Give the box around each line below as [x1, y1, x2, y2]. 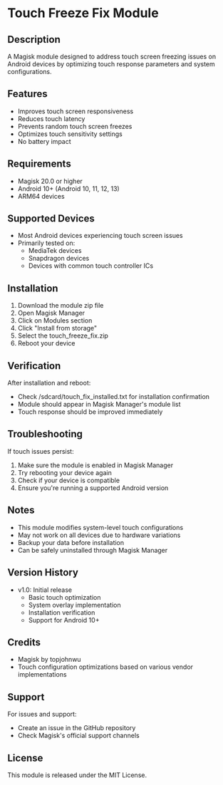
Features [7, 88, 48, 100]
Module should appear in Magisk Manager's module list [17, 400, 181, 409]
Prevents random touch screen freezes [17, 122, 133, 130]
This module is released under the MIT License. [7, 771, 147, 779]
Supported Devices [7, 212, 95, 225]
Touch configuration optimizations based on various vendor [17, 662, 194, 671]
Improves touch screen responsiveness [17, 107, 134, 115]
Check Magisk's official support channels [17, 732, 140, 740]
